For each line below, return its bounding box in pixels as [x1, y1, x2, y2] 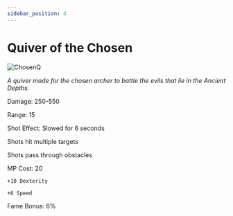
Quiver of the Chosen [7, 39, 133, 55]
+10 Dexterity [7, 177, 49, 184]
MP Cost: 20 [7, 164, 43, 172]
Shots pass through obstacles [7, 150, 92, 159]
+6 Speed [7, 190, 33, 197]
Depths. [7, 84, 30, 92]
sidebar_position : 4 [7, 10, 67, 17]
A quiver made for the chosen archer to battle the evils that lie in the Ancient [7, 76, 226, 84]
